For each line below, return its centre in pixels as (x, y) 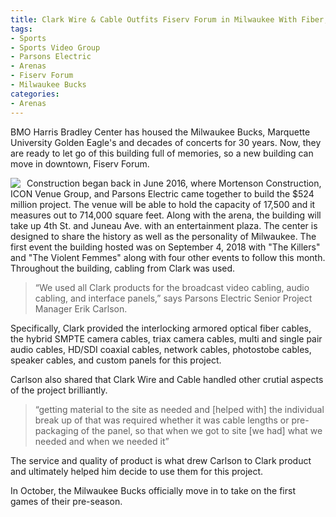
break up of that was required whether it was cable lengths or (162, 420)
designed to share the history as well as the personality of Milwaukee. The (163, 236)
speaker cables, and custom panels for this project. (116, 360)
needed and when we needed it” (102, 441)
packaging (56, 430)
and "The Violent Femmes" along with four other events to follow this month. (168, 257)
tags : (21, 29)
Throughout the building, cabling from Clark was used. (123, 268)
